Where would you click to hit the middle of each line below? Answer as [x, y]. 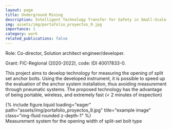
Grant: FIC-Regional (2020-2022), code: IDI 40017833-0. [65, 63]
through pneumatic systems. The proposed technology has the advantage [84, 89]
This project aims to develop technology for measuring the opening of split [84, 73]
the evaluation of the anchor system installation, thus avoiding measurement [86, 84]
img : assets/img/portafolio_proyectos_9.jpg [54, 24]
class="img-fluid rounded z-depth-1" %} [48, 115]
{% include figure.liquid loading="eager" [48, 104]
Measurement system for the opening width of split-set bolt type [74, 121]
